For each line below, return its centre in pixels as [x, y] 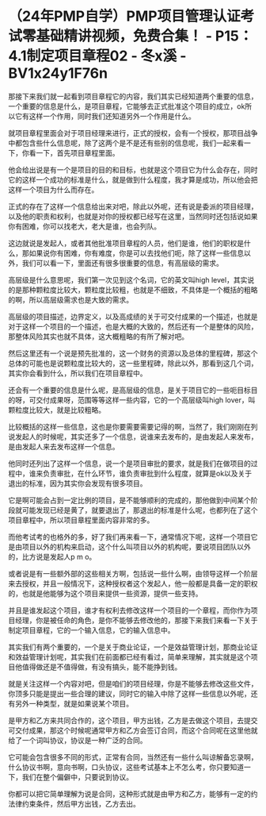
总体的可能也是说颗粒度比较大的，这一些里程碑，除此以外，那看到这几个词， [133, 363]
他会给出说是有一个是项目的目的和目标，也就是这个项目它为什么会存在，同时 [133, 169]
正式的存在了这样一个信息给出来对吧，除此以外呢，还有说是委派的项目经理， [133, 206]
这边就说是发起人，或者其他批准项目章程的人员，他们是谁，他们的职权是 [126, 243]
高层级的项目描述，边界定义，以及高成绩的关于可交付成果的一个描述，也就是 [133, 316]
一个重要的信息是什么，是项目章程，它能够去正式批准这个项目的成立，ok [127, 106]
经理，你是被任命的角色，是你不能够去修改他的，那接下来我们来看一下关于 [136, 620]
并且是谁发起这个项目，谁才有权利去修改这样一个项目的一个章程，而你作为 [129, 610]
